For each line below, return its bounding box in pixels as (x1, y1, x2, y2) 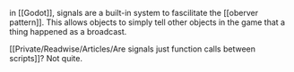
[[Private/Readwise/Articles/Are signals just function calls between (9, 44, 255, 54)
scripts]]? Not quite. (9, 53, 83, 63)
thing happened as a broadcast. (9, 27, 127, 36)
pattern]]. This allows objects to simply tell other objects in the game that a (9, 17, 285, 28)
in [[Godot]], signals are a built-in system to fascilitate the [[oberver (9, 8, 258, 18)
